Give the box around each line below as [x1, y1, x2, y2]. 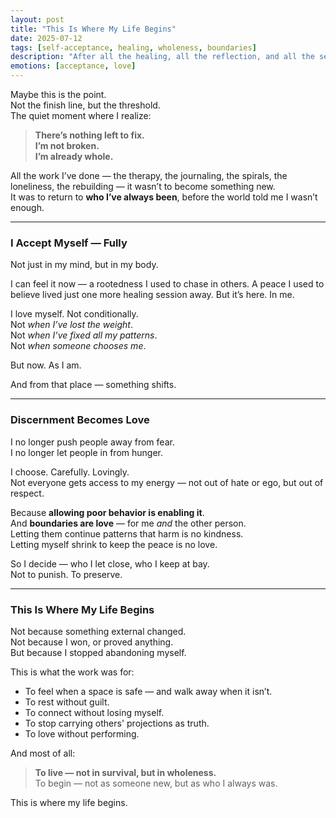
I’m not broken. [34, 140, 100, 151]
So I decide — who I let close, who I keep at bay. [10, 557, 210, 570]
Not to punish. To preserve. [10, 568, 123, 580]
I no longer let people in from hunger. [10, 446, 163, 458]
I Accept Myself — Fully [10, 236, 128, 250]
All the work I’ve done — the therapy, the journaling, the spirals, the [10, 170, 288, 181]
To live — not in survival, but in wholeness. [34, 766, 217, 778]
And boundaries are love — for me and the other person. [10, 517, 247, 529]
